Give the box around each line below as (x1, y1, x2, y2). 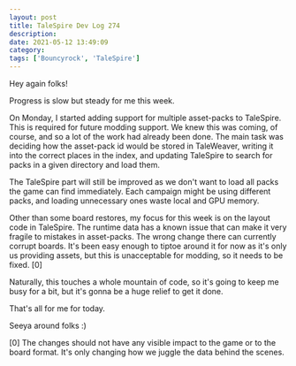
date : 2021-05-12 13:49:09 (9, 37, 109, 47)
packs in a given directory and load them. (9, 160, 161, 170)
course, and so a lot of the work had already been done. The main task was (9, 132, 285, 141)
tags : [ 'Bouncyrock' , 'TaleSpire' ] (9, 54, 140, 63)
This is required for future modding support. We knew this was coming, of (9, 122, 278, 133)
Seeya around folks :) (9, 320, 87, 331)
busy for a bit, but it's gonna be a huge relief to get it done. (9, 286, 224, 296)
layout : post (9, 12, 57, 22)
